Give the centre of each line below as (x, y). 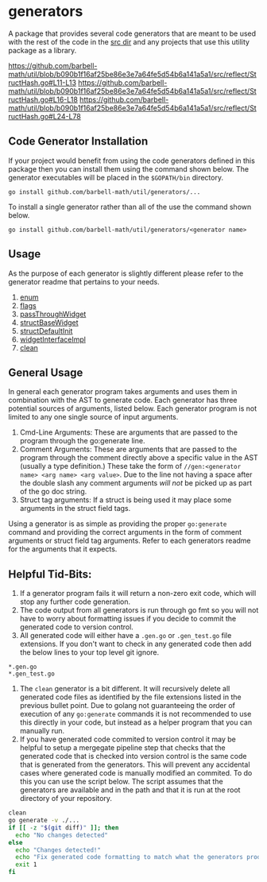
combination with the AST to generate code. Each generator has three (123, 400)
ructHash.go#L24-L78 (44, 116)
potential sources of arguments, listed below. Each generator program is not (133, 408)
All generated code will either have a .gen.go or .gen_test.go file (126, 636)
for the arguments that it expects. (63, 549)
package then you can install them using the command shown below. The (128, 168)
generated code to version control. (76, 627)
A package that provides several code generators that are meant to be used (132, 33)
